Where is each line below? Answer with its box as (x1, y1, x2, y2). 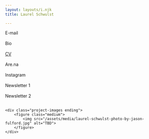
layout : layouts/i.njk (5, 7, 52, 12)
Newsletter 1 (5, 82, 31, 88)
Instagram (5, 72, 26, 78)
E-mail (5, 30, 18, 36)
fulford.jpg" (5, 121, 32, 126)
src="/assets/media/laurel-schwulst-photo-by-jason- (34, 116, 145, 121)
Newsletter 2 (5, 93, 31, 99)
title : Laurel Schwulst (5, 12, 54, 17)
